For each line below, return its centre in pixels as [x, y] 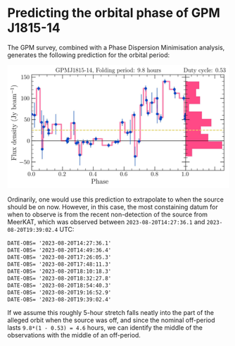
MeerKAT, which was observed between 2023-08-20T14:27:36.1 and [106, 222]
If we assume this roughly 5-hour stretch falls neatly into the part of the [111, 312]
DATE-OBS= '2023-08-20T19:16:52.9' [59, 292]
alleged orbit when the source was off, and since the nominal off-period [112, 320]
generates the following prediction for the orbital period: [89, 55]
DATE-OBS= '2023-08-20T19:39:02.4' [59, 299]
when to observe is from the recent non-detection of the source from [108, 214]
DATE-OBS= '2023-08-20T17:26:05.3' [59, 257]
